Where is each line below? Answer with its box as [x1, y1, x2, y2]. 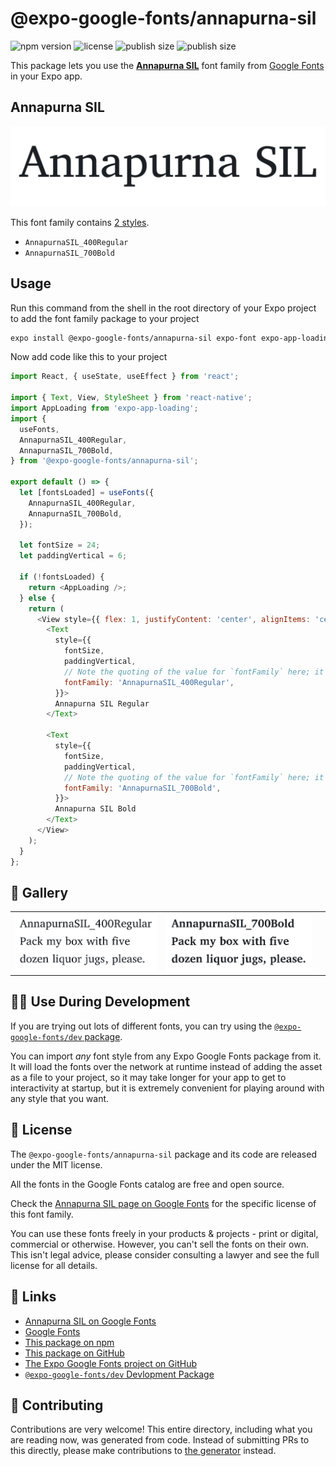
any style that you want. [10, 1092, 110, 1104]
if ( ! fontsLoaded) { [19, 572, 105, 582]
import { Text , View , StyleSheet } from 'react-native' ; [10, 393, 253, 403]
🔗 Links [10, 1288, 57, 1306]
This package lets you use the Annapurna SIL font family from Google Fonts [10, 59, 325, 71]
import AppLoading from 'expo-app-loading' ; [10, 403, 199, 414]
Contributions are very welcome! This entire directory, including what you [10, 1423, 313, 1436]
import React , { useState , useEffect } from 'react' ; [10, 372, 240, 382]
